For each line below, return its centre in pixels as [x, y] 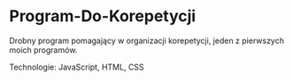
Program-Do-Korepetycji [103, 16]
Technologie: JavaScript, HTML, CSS [77, 67]
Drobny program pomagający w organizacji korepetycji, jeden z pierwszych [147, 40]
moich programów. [43, 49]
